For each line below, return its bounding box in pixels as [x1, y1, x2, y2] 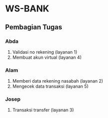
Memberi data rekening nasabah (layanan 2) [12, 78, 104, 84]
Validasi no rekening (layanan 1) [12, 49, 78, 55]
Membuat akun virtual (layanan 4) [12, 54, 82, 60]
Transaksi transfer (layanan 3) [12, 107, 74, 113]
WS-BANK [5, 3, 50, 14]
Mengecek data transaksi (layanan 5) [12, 83, 89, 90]
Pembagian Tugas [5, 23, 62, 31]
